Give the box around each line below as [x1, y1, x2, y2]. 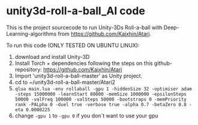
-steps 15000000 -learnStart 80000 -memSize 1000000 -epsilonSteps [14, 91, 187, 97]
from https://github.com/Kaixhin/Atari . [57, 30, 151, 37]
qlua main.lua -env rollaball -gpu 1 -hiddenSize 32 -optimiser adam [14, 86, 193, 92]
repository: [14, 65, 42, 73]
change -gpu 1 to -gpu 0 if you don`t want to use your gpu [14, 112, 159, 119]
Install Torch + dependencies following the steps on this [14, 60, 153, 67]
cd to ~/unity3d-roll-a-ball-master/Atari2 [14, 79, 115, 86]
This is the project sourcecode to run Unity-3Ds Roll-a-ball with [6, 24, 163, 31]
